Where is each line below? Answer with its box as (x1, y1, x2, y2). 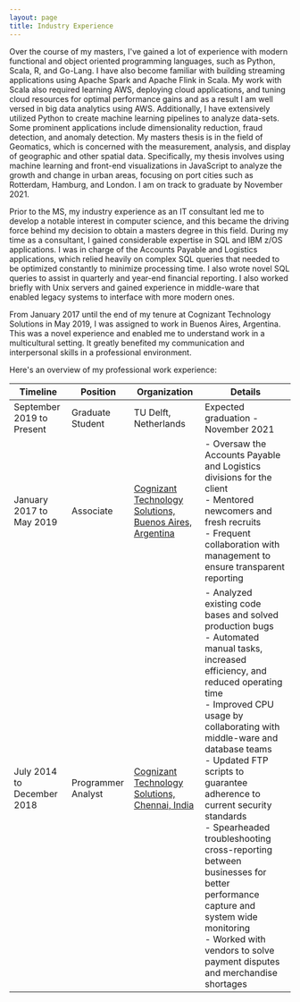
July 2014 (13, 765, 58, 777)
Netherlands (133, 417, 186, 429)
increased (204, 653, 247, 666)
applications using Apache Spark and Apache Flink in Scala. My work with (9, 74, 282, 85)
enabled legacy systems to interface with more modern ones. (9, 292, 235, 302)
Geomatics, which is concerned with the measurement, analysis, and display (9, 140, 291, 152)
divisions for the (204, 471, 272, 483)
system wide (204, 910, 258, 922)
